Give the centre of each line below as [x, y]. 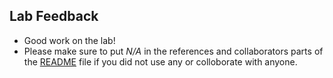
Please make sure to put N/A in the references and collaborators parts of [173, 51]
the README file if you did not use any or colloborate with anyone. [160, 61]
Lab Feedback [54, 16]
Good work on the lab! [69, 40]
